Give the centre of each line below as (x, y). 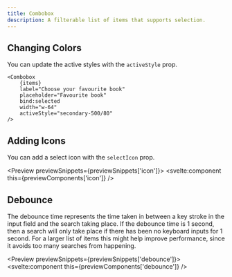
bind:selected (40, 102)
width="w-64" (38, 108)
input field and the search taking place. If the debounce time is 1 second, (111, 223)
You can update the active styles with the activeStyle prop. (92, 65)
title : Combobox (30, 13)
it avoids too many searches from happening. (72, 245)
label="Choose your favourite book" (73, 89)
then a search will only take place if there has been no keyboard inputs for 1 (115, 231)
